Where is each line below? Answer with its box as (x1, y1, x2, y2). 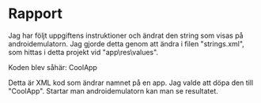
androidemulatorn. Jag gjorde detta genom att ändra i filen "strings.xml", (8, 39, 245, 48)
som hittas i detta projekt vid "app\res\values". (8, 47, 159, 57)
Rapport (8, 5, 63, 23)
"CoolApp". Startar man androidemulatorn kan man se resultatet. (8, 86, 219, 95)
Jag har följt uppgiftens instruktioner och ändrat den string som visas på (8, 31, 244, 40)
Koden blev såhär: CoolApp (8, 62, 97, 72)
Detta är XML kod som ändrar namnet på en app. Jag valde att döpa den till (8, 78, 254, 87)
